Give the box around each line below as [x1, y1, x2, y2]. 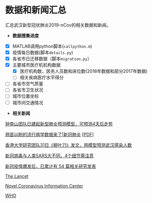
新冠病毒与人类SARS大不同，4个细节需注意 [5, 153, 94, 159]
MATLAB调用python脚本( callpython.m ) [12, 43, 92, 49]
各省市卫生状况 [12, 87, 43, 93]
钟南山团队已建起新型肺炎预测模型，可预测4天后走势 [5, 121, 113, 127]
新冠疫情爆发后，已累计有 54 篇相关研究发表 [5, 163, 96, 169]
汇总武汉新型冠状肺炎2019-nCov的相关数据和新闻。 [5, 22, 111, 28]
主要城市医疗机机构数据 [12, 62, 61, 68]
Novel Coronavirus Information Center [5, 183, 83, 189]
